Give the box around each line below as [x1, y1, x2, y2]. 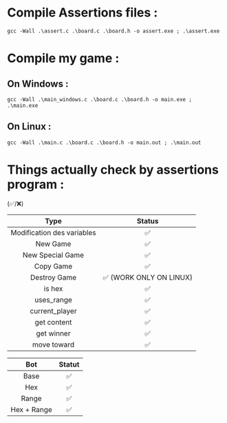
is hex [43, 284, 63, 293]
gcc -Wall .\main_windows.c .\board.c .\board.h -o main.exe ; [7, 96, 193, 103]
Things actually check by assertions [7, 162, 219, 177]
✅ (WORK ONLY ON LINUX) [102, 272, 193, 282]
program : [7, 176, 65, 192]
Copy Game [34, 261, 73, 271]
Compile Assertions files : [7, 5, 158, 21]
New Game [35, 239, 72, 249]
